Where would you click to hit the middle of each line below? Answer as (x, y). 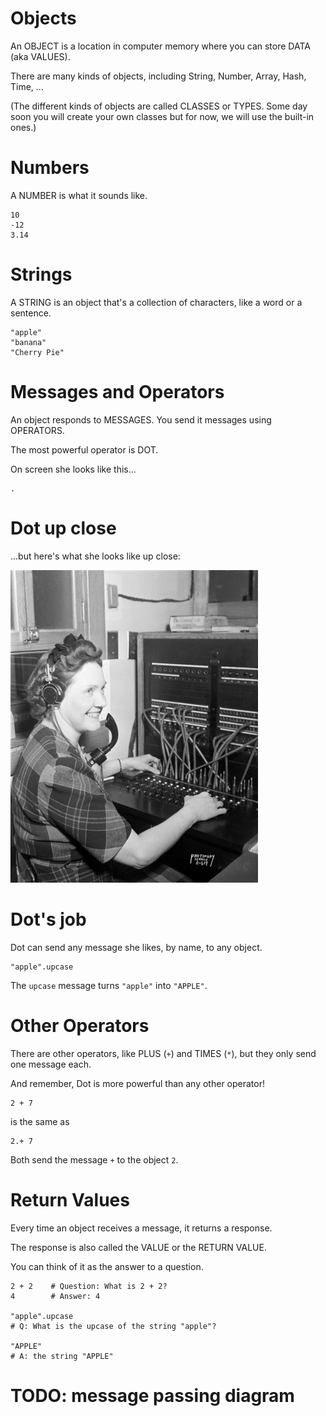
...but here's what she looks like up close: (95, 556)
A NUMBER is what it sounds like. (79, 195)
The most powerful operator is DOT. (84, 449)
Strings (41, 274)
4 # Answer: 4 (55, 1296)
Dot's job (48, 919)
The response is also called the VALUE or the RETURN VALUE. (138, 1247)
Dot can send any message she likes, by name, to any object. (136, 947)
